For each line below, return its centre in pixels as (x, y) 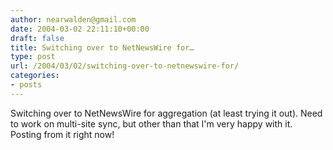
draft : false (37, 38)
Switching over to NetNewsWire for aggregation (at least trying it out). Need (166, 113)
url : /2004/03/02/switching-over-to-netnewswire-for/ (125, 66)
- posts (26, 85)
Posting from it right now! (62, 134)
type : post (33, 57)
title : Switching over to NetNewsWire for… (102, 47)
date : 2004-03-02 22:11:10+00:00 (80, 29)
